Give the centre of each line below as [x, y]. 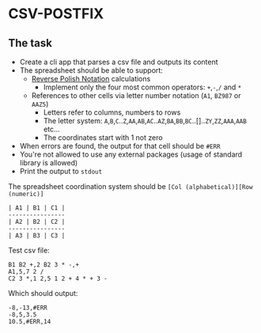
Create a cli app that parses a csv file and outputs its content [119, 62]
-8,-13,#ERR [28, 308]
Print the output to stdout [61, 171]
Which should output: [43, 293]
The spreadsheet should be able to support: [91, 70]
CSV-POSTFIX [56, 14]
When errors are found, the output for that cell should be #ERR [120, 146]
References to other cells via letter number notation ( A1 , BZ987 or [136, 95]
